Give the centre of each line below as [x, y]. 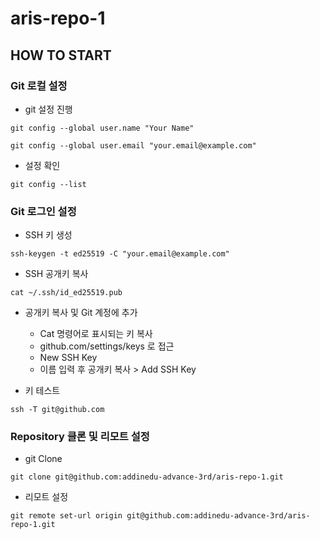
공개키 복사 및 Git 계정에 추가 [81, 313]
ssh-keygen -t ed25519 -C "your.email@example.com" [120, 254]
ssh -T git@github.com [57, 410]
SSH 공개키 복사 [56, 274]
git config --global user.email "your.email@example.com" [133, 145]
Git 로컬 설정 [39, 85]
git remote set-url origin [66, 516]
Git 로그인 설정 [43, 211]
